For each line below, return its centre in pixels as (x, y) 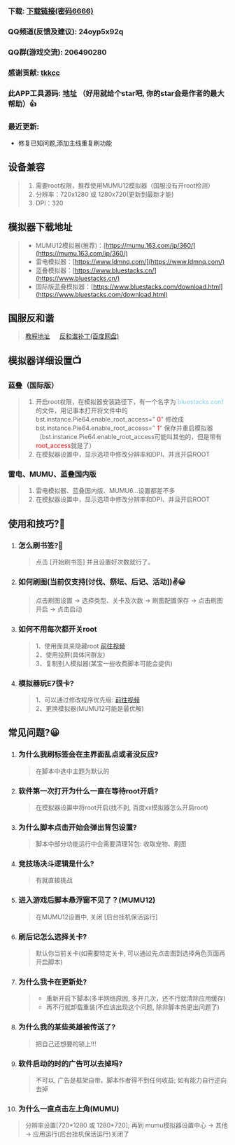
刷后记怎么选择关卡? (52, 936)
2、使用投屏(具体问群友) (70, 654)
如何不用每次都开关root (57, 630)
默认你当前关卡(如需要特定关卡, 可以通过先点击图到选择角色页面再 (130, 953)
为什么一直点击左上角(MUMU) (69, 1109)
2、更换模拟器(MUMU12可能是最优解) (90, 708)
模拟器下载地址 (40, 227)
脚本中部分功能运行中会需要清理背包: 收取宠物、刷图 (111, 844)
